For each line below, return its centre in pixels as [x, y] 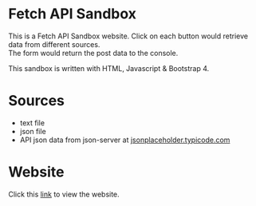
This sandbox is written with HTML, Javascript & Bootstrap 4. [109, 68]
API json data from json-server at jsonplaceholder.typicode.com [125, 140]
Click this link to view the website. [64, 194]
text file [32, 123]
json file [33, 131]
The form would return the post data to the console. [93, 53]
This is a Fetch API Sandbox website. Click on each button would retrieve [128, 36]
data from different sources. [54, 44]
